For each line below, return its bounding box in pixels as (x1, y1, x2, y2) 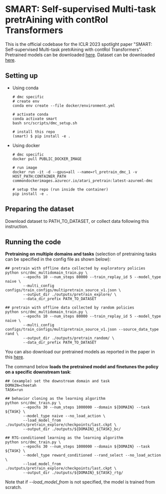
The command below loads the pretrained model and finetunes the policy (5, 364, 159, 370)
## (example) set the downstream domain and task (5, 379, 110, 384)
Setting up (5, 71, 38, 80)
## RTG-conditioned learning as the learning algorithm (5, 435, 123, 441)
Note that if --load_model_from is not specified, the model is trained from (5, 479, 155, 485)
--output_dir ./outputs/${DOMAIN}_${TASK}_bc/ (23, 427, 121, 432)
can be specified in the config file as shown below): (5, 256, 111, 262)
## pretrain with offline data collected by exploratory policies (5, 266, 146, 271)
